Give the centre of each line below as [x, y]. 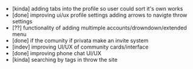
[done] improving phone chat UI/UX [56, 53]
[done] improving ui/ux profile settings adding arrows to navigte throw [100, 15]
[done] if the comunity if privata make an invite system [80, 40]
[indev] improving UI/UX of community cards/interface [80, 47]
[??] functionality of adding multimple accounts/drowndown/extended [99, 28]
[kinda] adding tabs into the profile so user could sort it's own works [97, 9]
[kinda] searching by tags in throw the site [65, 60]
